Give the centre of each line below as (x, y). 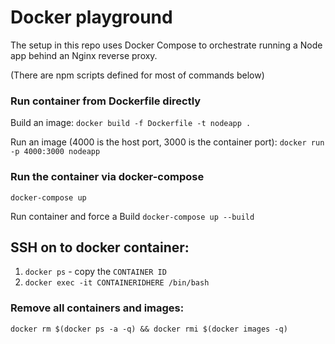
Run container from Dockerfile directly (106, 101)
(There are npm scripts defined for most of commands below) (137, 75)
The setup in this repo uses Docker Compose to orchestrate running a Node (166, 45)
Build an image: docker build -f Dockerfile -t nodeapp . (131, 123)
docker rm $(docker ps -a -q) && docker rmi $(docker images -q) (149, 329)
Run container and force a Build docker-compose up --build (132, 216)
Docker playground (91, 17)
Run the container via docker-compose (107, 177)
